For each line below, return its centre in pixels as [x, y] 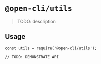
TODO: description [37, 21]
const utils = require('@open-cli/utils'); [51, 48]
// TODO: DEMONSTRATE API [32, 57]
